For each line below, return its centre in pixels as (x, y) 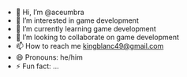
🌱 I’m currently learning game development (86, 29)
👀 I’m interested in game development (77, 20)
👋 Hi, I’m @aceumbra (50, 12)
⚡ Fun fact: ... (37, 66)
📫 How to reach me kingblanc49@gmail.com (90, 46)
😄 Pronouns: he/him (49, 57)
